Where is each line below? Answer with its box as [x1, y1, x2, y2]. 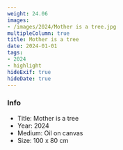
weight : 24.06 [7, 10, 49, 17]
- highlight [7, 62, 42, 69]
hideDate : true [7, 75, 51, 82]
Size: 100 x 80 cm [17, 136, 69, 144]
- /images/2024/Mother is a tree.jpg [7, 23, 117, 30]
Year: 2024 [17, 121, 50, 130]
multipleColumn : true [7, 29, 70, 37]
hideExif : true [7, 68, 51, 75]
